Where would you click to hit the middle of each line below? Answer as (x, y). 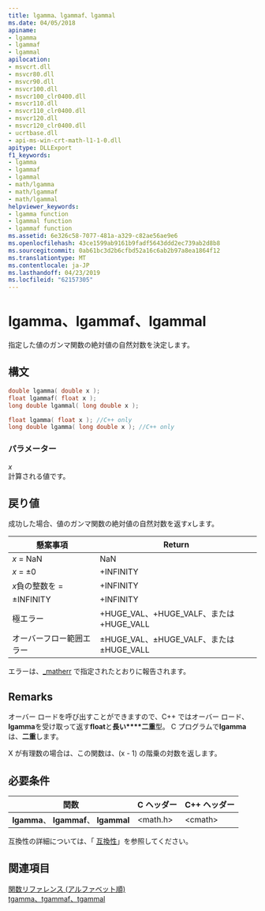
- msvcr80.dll (32, 74)
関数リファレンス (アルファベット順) (67, 889)
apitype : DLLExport (40, 148)
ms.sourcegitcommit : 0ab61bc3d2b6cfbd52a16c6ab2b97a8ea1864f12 (114, 250)
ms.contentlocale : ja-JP (49, 265)
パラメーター (32, 449)
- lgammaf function (40, 229)
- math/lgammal (33, 199)
